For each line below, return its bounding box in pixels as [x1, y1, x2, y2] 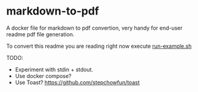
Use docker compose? [15, 72, 71, 79]
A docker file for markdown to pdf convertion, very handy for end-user [6, 24, 183, 31]
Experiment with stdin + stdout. [15, 65, 94, 73]
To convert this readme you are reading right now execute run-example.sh [6, 42, 192, 50]
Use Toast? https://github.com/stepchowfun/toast [15, 79, 140, 86]
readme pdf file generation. [6, 30, 74, 38]
